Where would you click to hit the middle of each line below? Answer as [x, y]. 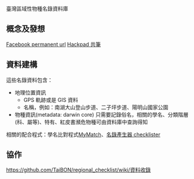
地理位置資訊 [30, 92]
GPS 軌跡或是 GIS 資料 [51, 100]
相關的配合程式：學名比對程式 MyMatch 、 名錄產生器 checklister [83, 134]
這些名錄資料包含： [29, 80]
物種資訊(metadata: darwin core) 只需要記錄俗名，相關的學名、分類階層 [101, 114]
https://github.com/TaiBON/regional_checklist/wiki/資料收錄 [79, 170]
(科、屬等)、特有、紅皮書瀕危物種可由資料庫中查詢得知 [81, 122]
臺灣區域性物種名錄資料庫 [37, 9]
